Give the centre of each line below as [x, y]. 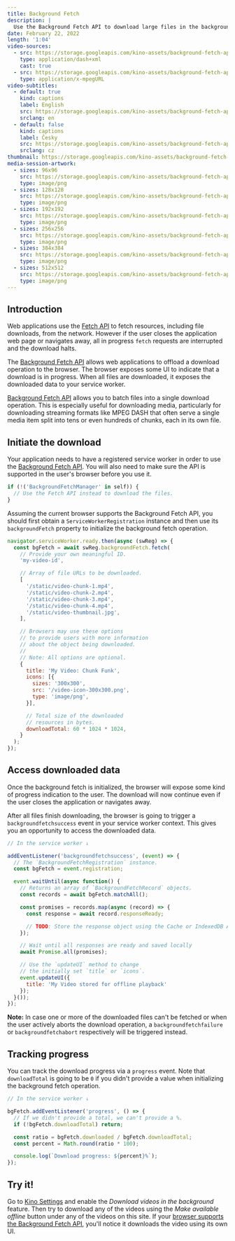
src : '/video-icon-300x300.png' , [81, 690]
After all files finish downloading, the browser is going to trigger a [101, 815]
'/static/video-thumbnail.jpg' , [73, 612]
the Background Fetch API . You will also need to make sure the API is [107, 467]
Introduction [35, 309]
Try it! [20, 1185]
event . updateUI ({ [45, 978]
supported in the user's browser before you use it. [79, 474]
